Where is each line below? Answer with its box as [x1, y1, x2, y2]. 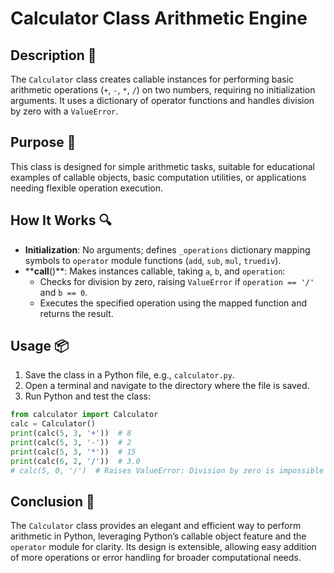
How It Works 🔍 [10, 212, 112, 229]
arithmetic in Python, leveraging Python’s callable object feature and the [10, 530, 307, 542]
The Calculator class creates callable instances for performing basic [10, 73, 295, 85]
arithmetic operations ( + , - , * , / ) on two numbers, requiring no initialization [10, 84, 316, 96]
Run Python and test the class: [24, 390, 151, 402]
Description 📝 [10, 47, 97, 64]
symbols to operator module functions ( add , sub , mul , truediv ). [24, 254, 282, 266]
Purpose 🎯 [10, 134, 77, 151]
